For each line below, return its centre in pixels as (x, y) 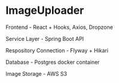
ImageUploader (45, 11)
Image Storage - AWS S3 (36, 73)
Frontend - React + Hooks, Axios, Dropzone (59, 27)
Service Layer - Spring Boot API (45, 38)
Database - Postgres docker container (53, 62)
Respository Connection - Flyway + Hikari (57, 50)
